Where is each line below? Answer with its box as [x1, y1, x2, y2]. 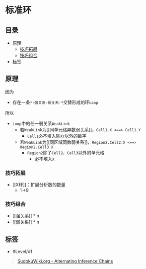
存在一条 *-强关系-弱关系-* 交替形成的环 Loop [12, 99, 98, 105]
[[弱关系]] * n [12, 219, 40, 225]
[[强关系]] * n [12, 213, 40, 219]
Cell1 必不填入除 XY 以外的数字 [27, 133, 87, 139]
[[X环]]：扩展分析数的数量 [12, 182, 66, 188]
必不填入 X [34, 156, 55, 162]
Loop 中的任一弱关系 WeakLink [12, 120, 70, 126]
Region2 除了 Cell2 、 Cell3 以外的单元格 [27, 150, 105, 156]
